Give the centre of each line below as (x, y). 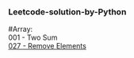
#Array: (21, 29)
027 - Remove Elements (48, 46)
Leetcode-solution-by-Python (67, 12)
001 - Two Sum (33, 37)
